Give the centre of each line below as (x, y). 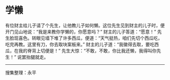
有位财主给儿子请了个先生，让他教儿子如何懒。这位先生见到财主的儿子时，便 (85, 25)
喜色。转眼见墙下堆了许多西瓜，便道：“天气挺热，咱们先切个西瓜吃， (91, 38)
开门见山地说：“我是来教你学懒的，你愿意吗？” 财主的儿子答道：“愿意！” (81, 31)
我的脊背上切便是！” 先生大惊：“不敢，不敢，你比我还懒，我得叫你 (88, 51)
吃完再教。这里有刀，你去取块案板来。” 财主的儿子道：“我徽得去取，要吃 (80, 44)
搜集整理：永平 (21, 72)
